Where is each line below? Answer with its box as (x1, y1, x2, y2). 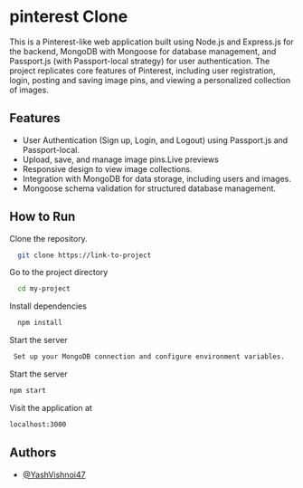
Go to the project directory (9, 267, 109, 278)
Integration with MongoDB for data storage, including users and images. (22, 173, 292, 184)
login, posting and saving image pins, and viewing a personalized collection (9, 74, 291, 85)
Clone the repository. (9, 233, 88, 244)
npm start (9, 387, 47, 396)
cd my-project (17, 284, 71, 293)
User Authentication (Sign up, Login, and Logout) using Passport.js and (22, 134, 289, 146)
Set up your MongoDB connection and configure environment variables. (13, 352, 285, 361)
